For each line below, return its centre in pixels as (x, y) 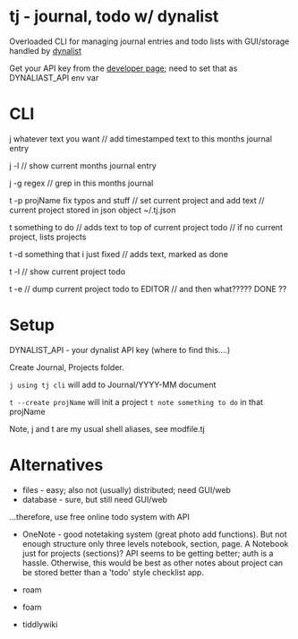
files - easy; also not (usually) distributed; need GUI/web (126, 489)
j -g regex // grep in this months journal (81, 183)
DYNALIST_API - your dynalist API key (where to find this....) (120, 350)
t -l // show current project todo (68, 272)
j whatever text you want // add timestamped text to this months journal (141, 138)
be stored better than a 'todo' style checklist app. (113, 572)
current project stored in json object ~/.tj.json (93, 210)
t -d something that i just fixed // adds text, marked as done (119, 254)
